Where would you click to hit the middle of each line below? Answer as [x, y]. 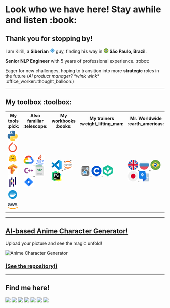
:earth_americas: [146, 124]
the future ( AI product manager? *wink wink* [52, 76]
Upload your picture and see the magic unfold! [54, 243]
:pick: [13, 126]
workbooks [63, 121]
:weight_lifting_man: [102, 124]
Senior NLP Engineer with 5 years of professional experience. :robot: [77, 61]
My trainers [102, 118]
